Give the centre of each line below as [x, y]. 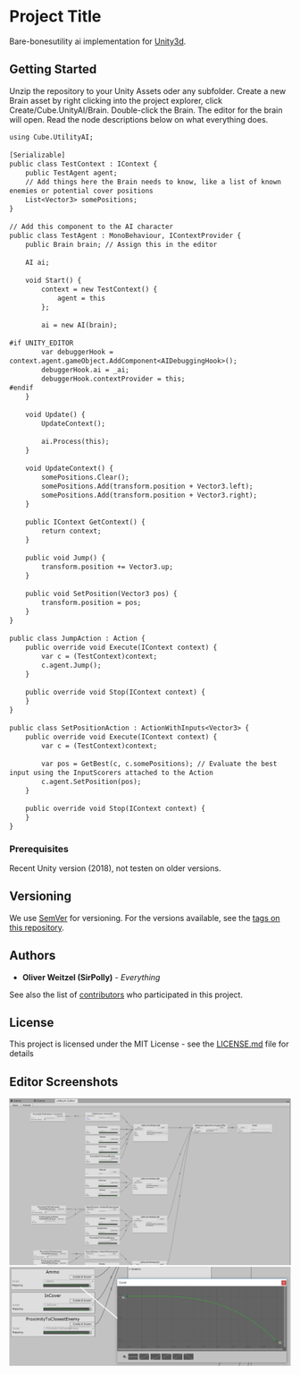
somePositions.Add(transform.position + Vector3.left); [147, 486]
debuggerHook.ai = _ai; [85, 370]
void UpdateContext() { [70, 468]
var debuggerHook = [78, 352]
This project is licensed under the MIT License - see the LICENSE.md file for [149, 1044]
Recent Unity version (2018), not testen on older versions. [115, 868]
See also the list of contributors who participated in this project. [126, 995]
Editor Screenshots [64, 1082]
